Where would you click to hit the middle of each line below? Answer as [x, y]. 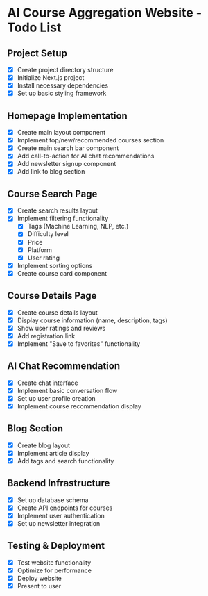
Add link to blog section [51, 172]
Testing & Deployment [56, 546]
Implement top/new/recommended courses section [90, 140]
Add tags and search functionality [66, 461]
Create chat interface [47, 383]
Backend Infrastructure [59, 483]
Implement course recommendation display [79, 406]
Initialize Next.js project [51, 78]
